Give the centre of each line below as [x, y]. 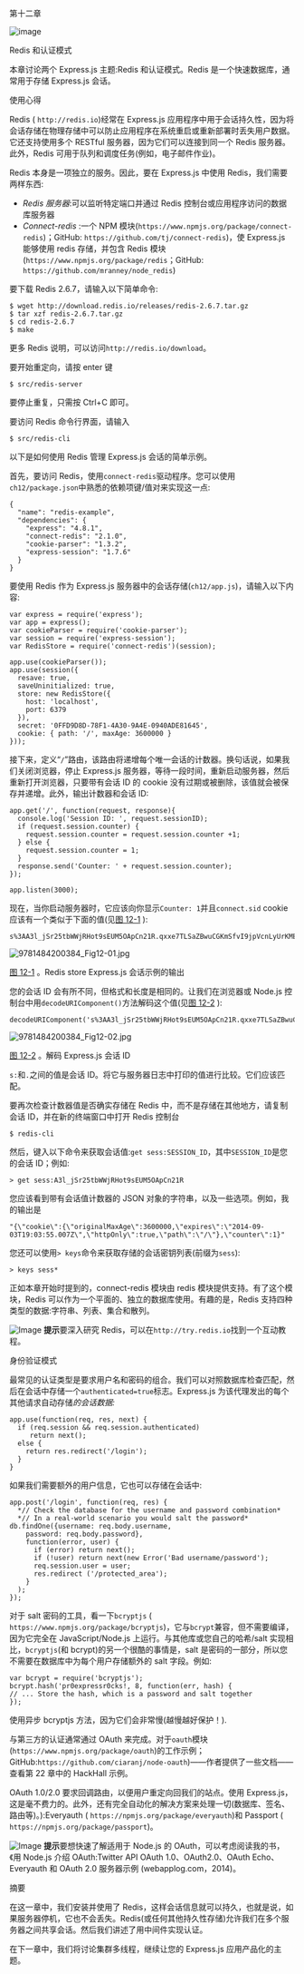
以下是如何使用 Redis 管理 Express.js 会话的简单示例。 [111, 457]
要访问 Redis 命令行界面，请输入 [70, 421]
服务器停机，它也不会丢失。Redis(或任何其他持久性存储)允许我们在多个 [149, 1918]
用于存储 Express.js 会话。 [66, 81]
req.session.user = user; [82, 1566]
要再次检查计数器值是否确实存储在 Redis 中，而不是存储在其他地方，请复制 [149, 1105]
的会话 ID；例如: [39, 1163]
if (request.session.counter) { [79, 826]
